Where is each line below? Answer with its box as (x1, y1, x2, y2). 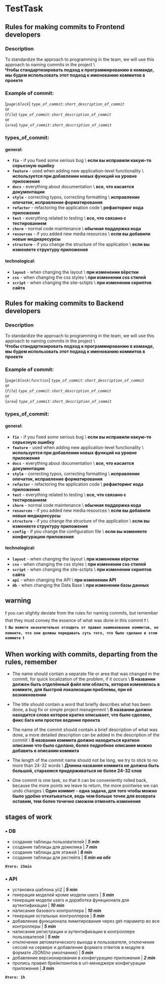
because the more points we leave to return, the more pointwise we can (12, 782, 159, 788)
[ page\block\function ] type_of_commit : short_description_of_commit (5, 377, 144, 383)
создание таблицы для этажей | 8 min (12, 849, 93, 855)
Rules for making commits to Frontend (5, 23, 125, 31)
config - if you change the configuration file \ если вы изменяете (12, 528, 147, 534)
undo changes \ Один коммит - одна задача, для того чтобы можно (12, 788, 157, 794)
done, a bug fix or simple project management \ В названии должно (12, 707, 153, 713)
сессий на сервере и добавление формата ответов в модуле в (12, 944, 144, 950)
